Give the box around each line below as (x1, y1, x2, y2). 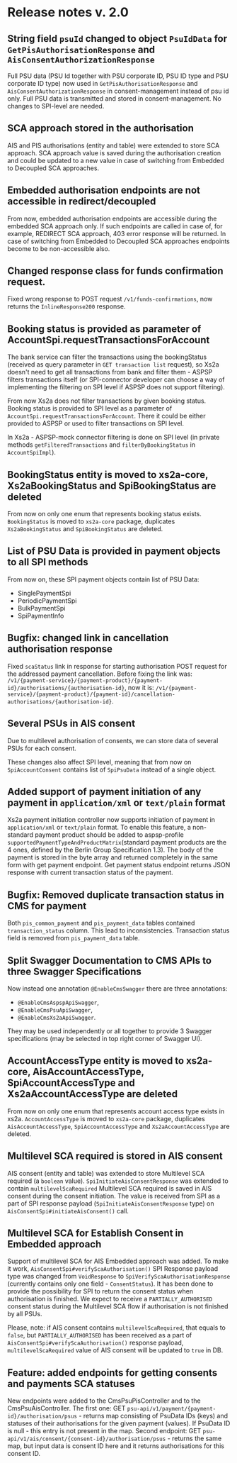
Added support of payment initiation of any (7, 785, 202, 798)
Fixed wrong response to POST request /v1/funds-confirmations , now (7, 295, 213, 304)
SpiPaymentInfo (17, 611, 64, 620)
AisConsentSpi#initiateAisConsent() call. (7, 1206, 129, 1215)
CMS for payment (7, 900, 87, 912)
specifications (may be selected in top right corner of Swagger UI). (7, 1034, 203, 1042)
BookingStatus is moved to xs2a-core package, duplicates (7, 517, 175, 525)
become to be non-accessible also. (7, 244, 110, 252)
